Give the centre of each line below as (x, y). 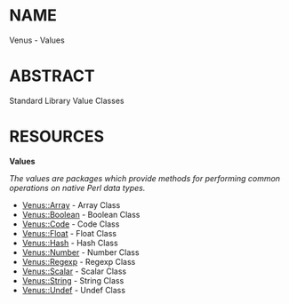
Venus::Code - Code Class (71, 224)
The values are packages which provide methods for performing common (145, 178)
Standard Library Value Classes (67, 100)
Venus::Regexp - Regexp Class (79, 261)
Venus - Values (37, 40)
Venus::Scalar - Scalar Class (74, 271)
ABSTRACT (52, 76)
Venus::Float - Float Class (69, 233)
